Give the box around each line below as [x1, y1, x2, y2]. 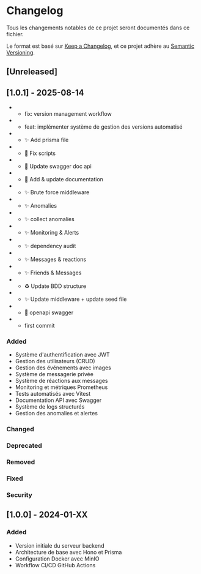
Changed [6, 425, 35, 434]
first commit [24, 322, 55, 330]
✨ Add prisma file [24, 136, 69, 144]
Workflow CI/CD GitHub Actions [15, 561, 96, 568]
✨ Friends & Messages [24, 269, 82, 276]
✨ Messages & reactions [24, 255, 87, 263]
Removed [6, 458, 35, 466]
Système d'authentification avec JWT [15, 351, 110, 358]
